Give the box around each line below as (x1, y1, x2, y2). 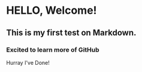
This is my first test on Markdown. (6, 28, 137, 38)
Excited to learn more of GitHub (6, 46, 100, 54)
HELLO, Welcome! (6, 4, 97, 17)
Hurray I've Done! (6, 59, 50, 66)
